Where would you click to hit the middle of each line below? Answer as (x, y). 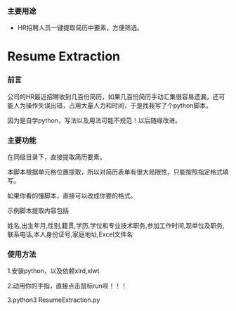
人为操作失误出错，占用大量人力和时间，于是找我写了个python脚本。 (112, 105)
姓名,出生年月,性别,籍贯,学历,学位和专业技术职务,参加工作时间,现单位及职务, (116, 226)
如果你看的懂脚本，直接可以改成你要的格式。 (72, 196)
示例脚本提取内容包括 (38, 211)
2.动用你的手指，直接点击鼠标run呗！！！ (67, 286)
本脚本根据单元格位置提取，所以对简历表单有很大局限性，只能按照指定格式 (115, 172)
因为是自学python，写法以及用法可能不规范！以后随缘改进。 (94, 120)
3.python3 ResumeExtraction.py (54, 300)
